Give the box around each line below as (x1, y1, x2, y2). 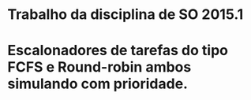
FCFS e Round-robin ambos (7, 58, 192, 76)
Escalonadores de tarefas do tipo (7, 42, 228, 60)
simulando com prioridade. (7, 75, 189, 93)
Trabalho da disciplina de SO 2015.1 (7, 6, 244, 24)
